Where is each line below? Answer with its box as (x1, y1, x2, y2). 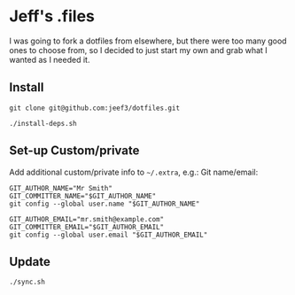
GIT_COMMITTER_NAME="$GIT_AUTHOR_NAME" (9, 191, 157, 200)
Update (9, 254, 51, 269)
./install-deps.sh (9, 119, 77, 128)
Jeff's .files (9, 6, 96, 27)
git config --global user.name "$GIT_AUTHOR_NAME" (9, 199, 200, 208)
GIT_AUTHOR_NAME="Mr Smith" (9, 183, 113, 192)
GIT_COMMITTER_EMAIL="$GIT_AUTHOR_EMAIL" (9, 222, 165, 231)
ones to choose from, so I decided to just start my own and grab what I (9, 44, 268, 55)
